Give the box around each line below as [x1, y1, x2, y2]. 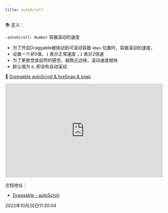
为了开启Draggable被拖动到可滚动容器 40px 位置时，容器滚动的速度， [12, 45, 155, 51]
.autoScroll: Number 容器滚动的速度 [5, 34, 80, 40]
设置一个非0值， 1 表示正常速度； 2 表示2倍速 [12, 51, 104, 57]
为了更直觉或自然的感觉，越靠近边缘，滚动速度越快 [12, 57, 118, 63]
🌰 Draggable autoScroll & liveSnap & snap [5, 73, 91, 79]
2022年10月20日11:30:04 [5, 202, 56, 208]
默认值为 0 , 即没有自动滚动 [12, 63, 67, 69]
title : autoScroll [5, 7, 43, 13]
